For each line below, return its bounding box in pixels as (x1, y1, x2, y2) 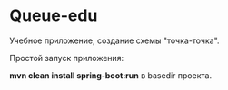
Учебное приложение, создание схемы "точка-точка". (9, 35, 220, 46)
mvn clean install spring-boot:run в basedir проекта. (9, 69, 212, 81)
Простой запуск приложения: (9, 52, 124, 63)
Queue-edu (9, 5, 98, 26)
